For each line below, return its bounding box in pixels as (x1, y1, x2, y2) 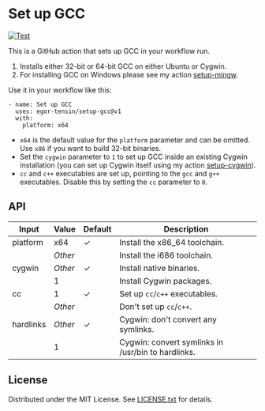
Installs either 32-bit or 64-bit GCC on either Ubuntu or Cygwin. (19, 61, 227, 71)
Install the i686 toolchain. (119, 250, 213, 261)
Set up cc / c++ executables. (119, 288, 218, 299)
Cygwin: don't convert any (119, 314, 217, 325)
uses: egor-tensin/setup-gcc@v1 (15, 107, 122, 115)
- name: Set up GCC (8, 100, 73, 108)
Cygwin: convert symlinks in (119, 337, 223, 348)
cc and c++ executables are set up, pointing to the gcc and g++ (19, 168, 220, 178)
